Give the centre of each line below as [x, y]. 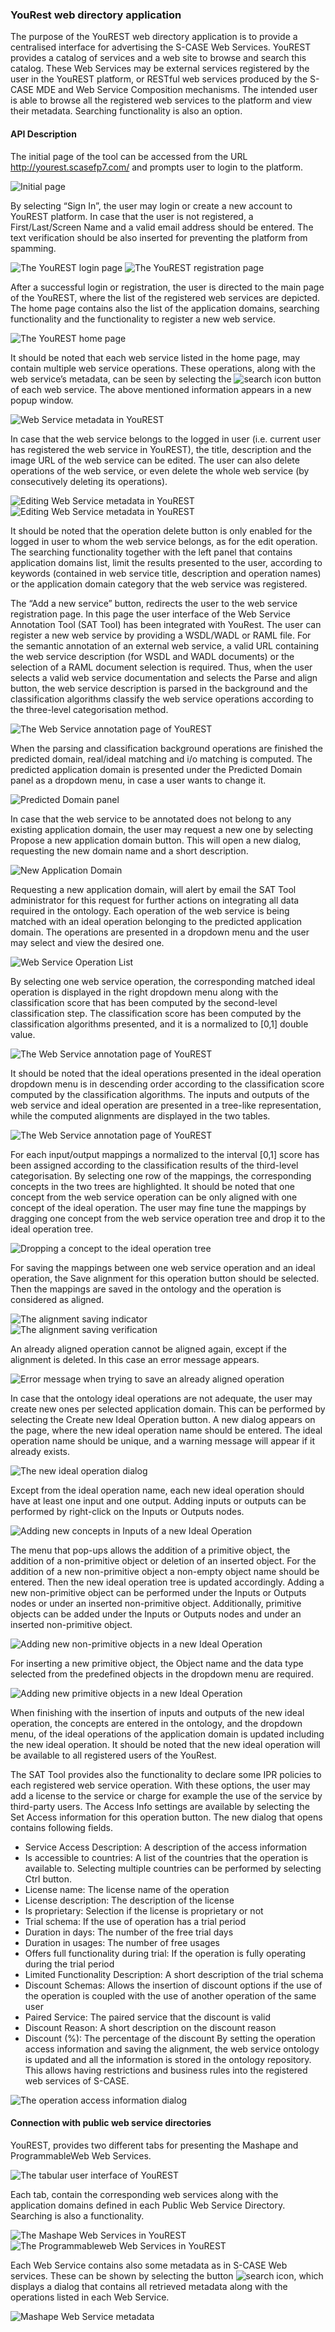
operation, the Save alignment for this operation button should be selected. [165, 1278]
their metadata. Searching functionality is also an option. [126, 111]
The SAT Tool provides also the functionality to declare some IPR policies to [166, 1774]
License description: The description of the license [129, 1900]
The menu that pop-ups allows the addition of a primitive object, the [150, 1550]
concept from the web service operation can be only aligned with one [154, 1197]
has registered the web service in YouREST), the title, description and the [161, 449]
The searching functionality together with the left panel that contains [151, 552]
